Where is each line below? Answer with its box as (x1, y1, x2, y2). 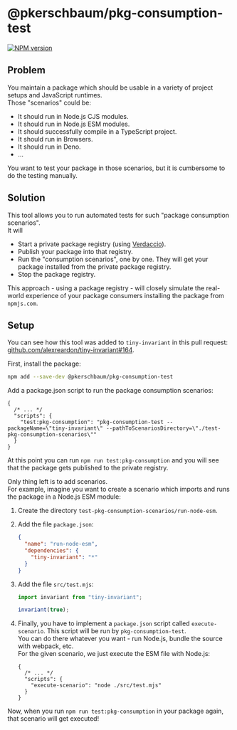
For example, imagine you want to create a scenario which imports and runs (7, 485, 230, 494)
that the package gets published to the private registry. (7, 464, 169, 472)
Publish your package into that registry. (17, 247, 133, 255)
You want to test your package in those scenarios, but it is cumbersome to (7, 164, 226, 172)
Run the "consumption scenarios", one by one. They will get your (17, 255, 209, 263)
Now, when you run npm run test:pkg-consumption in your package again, (7, 707, 224, 716)
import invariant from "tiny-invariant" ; (17, 593, 143, 601)
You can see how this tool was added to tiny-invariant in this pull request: (7, 338, 228, 347)
